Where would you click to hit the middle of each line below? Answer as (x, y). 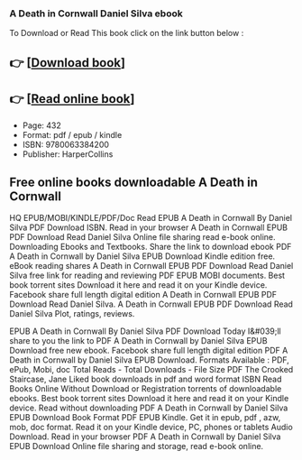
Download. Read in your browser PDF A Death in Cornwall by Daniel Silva (145, 437)
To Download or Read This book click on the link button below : (127, 33)
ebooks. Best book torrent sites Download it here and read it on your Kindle (149, 399)
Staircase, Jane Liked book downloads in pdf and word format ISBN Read (146, 379)
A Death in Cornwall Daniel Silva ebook (96, 14)
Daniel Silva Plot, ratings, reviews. (72, 314)
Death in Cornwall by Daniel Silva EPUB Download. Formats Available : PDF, (150, 360)
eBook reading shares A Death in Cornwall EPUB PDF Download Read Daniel (151, 266)
